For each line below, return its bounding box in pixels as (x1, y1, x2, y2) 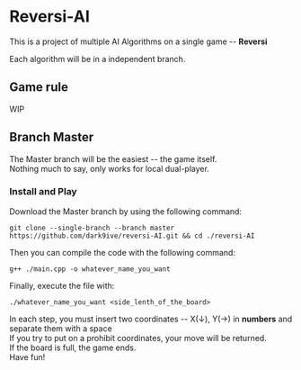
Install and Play (9, 185, 78, 198)
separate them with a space (9, 322, 112, 334)
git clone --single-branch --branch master (9, 223, 175, 232)
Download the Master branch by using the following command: (9, 205, 243, 217)
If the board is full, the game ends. (9, 342, 137, 353)
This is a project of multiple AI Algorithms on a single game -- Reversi (9, 36, 268, 47)
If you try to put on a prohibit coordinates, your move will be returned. (9, 332, 267, 343)
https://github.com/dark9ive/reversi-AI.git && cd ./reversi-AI (9, 231, 255, 240)
